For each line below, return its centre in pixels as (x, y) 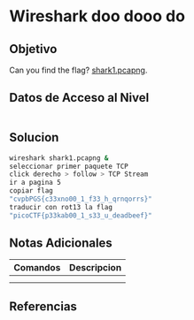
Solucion (34, 137)
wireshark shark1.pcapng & (59, 158)
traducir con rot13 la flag (61, 207)
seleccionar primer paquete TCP (69, 166)
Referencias (43, 306)
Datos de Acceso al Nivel (79, 98)
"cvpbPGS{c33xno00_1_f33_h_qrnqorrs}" (81, 199)
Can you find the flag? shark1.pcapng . (78, 70)
